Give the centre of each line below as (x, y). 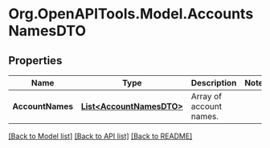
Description (214, 83)
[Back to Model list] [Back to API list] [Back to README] (100, 136)
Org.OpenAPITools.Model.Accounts (131, 14)
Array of (207, 96)
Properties (35, 60)
